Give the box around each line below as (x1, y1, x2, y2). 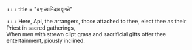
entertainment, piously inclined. (6, 37, 85, 44)
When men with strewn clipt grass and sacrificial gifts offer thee (6, 31, 166, 37)
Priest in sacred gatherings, (6, 24, 75, 31)
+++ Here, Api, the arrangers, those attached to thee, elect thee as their (6, 18, 187, 25)
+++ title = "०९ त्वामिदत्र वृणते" (6, 6, 73, 13)
